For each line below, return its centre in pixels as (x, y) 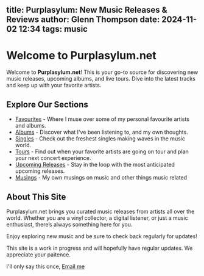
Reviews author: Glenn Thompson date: (83, 20)
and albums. (31, 126)
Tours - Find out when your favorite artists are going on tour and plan (102, 151)
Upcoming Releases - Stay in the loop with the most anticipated (95, 165)
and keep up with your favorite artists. (54, 85)
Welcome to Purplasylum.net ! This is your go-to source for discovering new (102, 72)
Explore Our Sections (47, 104)
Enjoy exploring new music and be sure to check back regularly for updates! (102, 236)
